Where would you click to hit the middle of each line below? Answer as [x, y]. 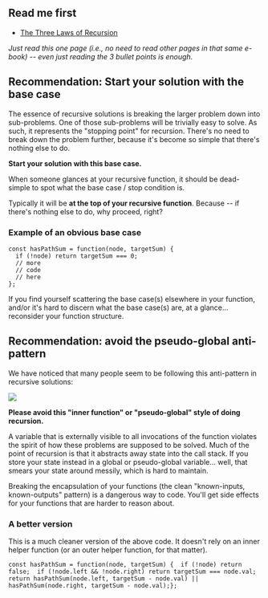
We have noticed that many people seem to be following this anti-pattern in [132, 373]
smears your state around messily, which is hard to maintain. [108, 470]
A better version [41, 523]
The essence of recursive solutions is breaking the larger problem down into [134, 114]
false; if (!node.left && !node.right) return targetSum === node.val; [132, 572]
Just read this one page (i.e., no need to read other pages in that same [126, 48]
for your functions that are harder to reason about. [91, 503]
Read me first [43, 13]
